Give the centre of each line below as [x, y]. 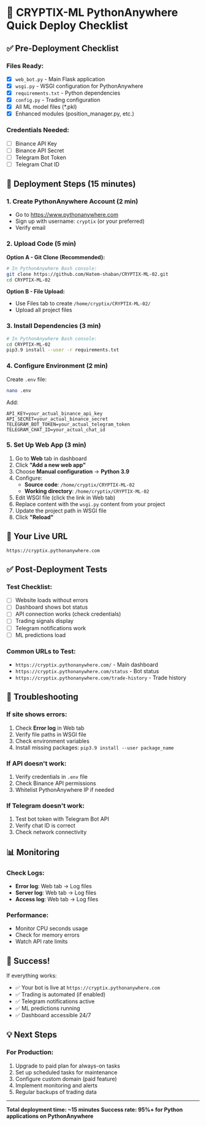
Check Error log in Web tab [50, 728]
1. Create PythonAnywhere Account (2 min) [72, 201]
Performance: [28, 915]
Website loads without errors [52, 600]
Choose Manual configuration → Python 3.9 [72, 471]
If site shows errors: [37, 714]
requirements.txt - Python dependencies [68, 93]
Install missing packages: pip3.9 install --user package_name [94, 747]
